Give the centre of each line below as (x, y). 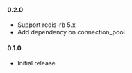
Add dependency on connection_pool (71, 32)
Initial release (36, 63)
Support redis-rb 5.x (47, 25)
